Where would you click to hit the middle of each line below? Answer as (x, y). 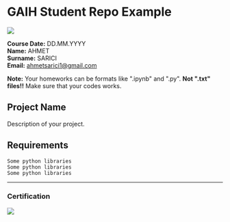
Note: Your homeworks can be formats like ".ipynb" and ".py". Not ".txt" (109, 79)
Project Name (37, 108)
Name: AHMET (28, 51)
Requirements (38, 145)
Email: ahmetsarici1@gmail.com (52, 65)
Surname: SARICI (32, 58)
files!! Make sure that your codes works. (64, 85)
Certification (29, 197)
